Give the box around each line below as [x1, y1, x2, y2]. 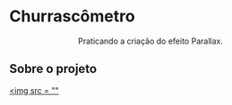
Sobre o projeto [9, 61, 97, 77]
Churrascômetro [9, 6, 136, 27]
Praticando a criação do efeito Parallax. [77, 36, 224, 46]
